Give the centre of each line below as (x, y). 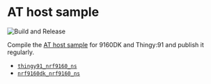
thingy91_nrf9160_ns (47, 66)
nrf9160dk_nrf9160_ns (48, 74)
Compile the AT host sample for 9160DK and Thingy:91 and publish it (105, 44)
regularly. (21, 52)
